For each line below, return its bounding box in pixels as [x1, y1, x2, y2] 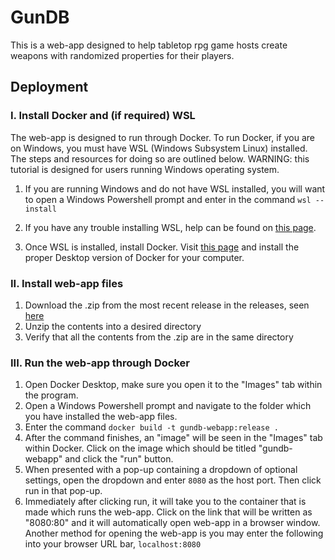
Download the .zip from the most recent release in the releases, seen [24, 299, 310, 311]
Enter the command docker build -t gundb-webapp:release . [24, 421, 279, 433]
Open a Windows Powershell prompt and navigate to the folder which [24, 400, 312, 412]
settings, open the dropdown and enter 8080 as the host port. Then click [24, 474, 322, 486]
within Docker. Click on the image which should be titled [24, 442, 257, 455]
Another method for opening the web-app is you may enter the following [24, 527, 324, 540]
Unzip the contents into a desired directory [24, 320, 202, 332]
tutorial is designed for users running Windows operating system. [10, 163, 280, 175]
